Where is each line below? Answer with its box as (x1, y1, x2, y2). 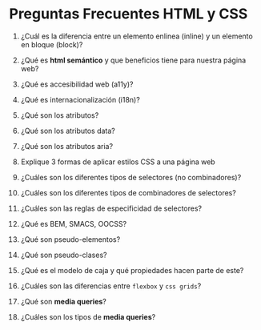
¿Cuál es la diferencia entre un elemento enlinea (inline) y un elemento (20, 31, 253, 41)
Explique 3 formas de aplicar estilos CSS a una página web (20, 157, 215, 167)
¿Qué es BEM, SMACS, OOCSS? (20, 219, 127, 228)
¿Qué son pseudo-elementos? (20, 234, 121, 244)
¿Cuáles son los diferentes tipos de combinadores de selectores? (20, 187, 237, 197)
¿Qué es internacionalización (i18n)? (20, 95, 141, 104)
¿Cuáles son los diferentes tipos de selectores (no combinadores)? (20, 172, 242, 182)
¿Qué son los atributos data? (20, 126, 115, 135)
